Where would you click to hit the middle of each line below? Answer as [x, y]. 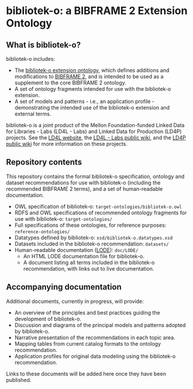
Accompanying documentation [64, 287]
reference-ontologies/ [42, 232]
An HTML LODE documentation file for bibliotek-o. [84, 256]
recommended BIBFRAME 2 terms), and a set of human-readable [85, 189]
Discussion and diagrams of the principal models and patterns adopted [100, 325]
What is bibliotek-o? [43, 45]
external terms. [33, 114]
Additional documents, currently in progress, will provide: [75, 301]
